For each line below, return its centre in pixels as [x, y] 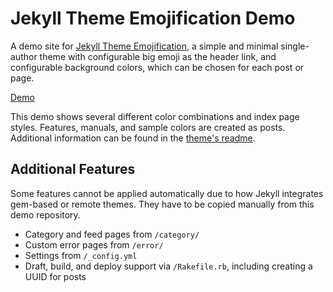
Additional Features [73, 169]
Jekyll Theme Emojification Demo [153, 18]
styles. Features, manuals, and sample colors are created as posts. [148, 127]
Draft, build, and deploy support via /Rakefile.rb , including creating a [168, 266]
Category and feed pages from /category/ [112, 234]
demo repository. [45, 214]
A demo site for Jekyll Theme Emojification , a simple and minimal [144, 46]
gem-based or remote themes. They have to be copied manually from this [162, 204]
